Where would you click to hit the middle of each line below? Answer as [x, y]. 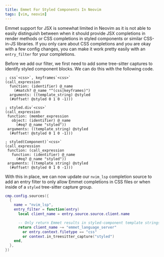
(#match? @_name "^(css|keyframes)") [52, 90]
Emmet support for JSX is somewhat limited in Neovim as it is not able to [78, 28]
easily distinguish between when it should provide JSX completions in [75, 33]
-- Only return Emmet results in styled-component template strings [89, 223]
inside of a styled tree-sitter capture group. [49, 187]
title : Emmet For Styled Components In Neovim [53, 10]
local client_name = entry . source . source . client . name [74, 214]
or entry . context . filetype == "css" [60, 232]
